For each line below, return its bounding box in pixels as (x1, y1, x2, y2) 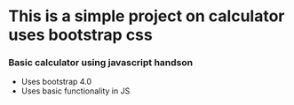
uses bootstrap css (8, 25, 153, 45)
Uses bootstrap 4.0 (20, 77, 92, 87)
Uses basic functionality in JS (20, 86, 131, 96)
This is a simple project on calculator (8, 6, 285, 26)
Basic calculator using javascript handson (8, 56, 193, 69)
